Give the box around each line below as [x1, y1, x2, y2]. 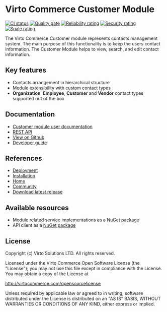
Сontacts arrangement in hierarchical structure [12, 79, 110, 85]
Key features [5, 66, 46, 75]
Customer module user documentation [12, 123, 93, 130]
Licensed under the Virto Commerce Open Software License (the [5, 260, 140, 266]
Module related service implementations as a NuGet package [12, 217, 139, 223]
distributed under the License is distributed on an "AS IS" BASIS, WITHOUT [5, 296, 161, 301]
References [5, 154, 42, 162]
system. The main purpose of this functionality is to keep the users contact [5, 40, 161, 46]
